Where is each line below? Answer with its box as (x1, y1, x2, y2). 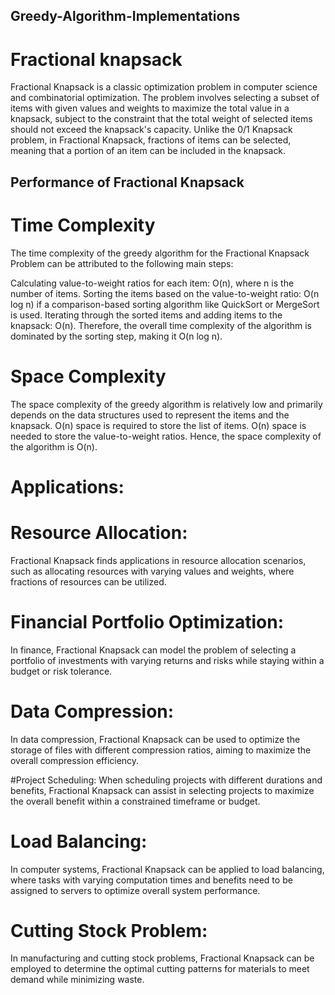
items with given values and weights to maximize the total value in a (10, 102, 290, 114)
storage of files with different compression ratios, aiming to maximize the (10, 744, 312, 756)
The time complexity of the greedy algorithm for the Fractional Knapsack (10, 247, 310, 259)
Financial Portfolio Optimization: (10, 610, 285, 633)
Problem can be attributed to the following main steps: (10, 257, 234, 269)
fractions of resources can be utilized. (10, 575, 167, 588)
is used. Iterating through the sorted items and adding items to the (10, 309, 283, 321)
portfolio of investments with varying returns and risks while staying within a (10, 654, 325, 666)
